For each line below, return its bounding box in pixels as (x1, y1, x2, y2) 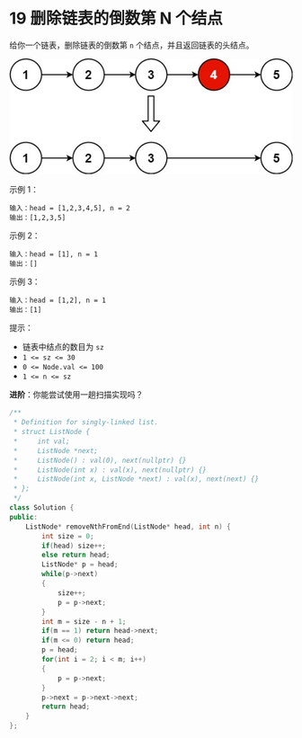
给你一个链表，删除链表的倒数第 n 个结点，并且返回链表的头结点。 (9, 40, 254, 50)
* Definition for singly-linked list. (13, 418, 159, 427)
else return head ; (41, 550, 111, 560)
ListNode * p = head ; (41, 560, 119, 569)
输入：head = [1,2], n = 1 (9, 296, 106, 306)
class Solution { (9, 503, 75, 512)
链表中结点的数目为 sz (22, 342, 105, 352)
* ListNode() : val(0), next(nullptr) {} (13, 456, 187, 465)
